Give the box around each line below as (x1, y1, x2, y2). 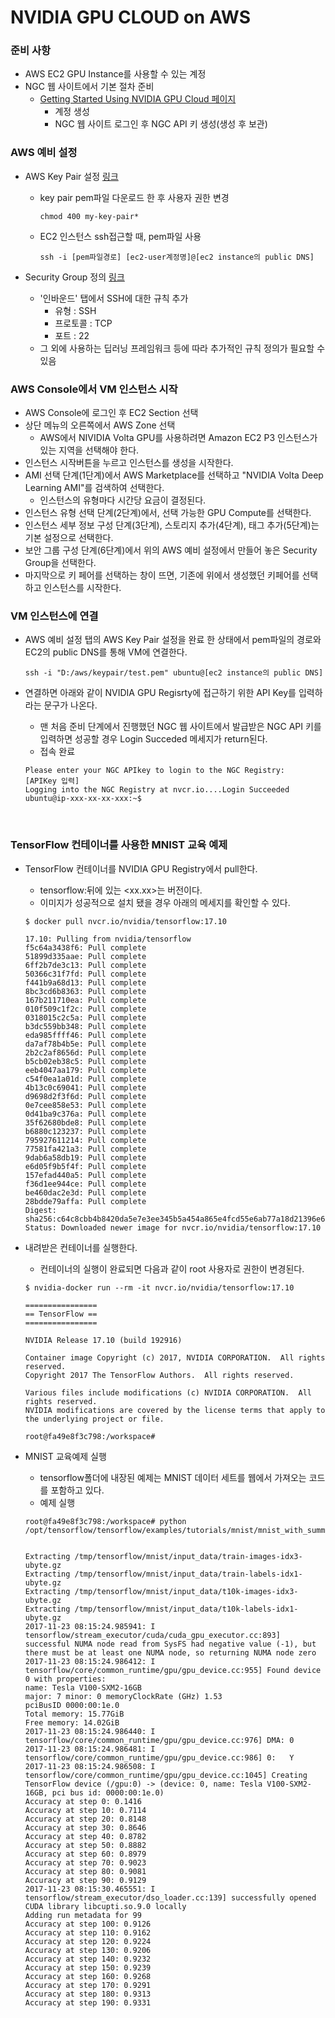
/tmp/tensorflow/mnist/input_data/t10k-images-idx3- (74, 1586, 299, 1596)
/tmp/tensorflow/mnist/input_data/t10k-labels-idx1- (74, 1604, 299, 1614)
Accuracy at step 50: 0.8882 (24, 1840, 147, 1850)
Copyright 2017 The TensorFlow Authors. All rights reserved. (24, 1370, 295, 1380)
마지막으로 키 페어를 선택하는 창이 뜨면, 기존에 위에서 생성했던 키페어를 (24, 569, 300, 581)
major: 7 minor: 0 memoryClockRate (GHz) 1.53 (24, 1691, 223, 1701)
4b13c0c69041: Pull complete (24, 1082, 147, 1093)
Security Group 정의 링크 (24, 271, 125, 283)
